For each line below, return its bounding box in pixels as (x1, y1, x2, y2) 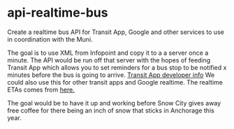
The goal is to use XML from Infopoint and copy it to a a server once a (7, 49, 209, 57)
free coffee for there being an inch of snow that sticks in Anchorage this (7, 106, 214, 114)
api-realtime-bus (7, 5, 108, 21)
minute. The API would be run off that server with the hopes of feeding (7, 55, 211, 64)
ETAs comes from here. (7, 85, 75, 94)
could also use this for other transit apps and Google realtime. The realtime (7, 78, 224, 86)
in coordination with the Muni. (7, 35, 93, 43)
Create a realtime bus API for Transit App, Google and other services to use (7, 28, 225, 36)
